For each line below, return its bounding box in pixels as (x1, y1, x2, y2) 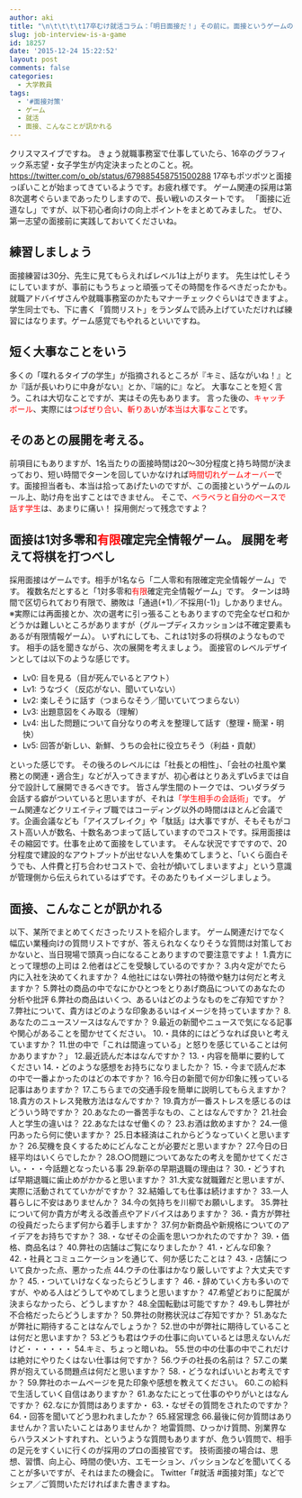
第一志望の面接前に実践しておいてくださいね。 (9, 215, 182, 226)
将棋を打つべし (31, 549, 115, 564)
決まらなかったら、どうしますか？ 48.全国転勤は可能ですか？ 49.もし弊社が (9, 1299, 290, 1310)
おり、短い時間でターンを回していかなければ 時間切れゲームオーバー (23, 470, 275, 480)
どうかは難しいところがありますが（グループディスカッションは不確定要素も (9, 619, 292, 631)
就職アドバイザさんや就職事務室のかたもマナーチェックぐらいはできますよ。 (9, 292, 293, 303)
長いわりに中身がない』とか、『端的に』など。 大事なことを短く (40, 380, 275, 392)
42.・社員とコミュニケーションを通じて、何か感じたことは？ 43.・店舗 (9, 1254, 271, 1265)
